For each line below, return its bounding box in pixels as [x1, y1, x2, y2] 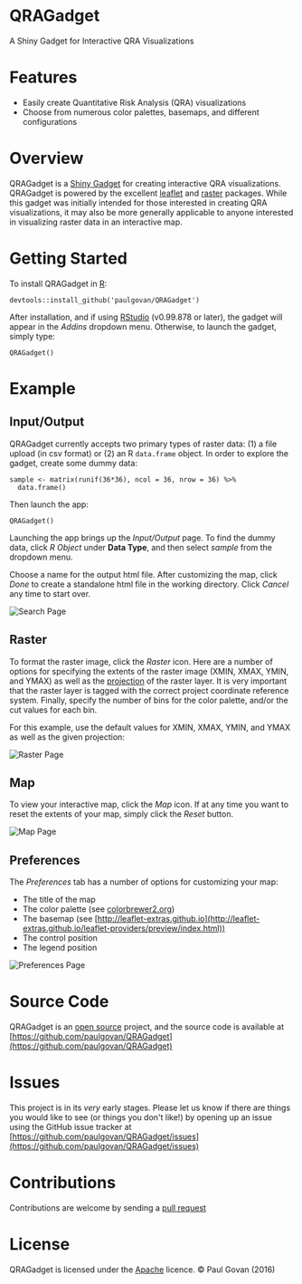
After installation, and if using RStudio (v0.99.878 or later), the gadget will [9, 311, 283, 322]
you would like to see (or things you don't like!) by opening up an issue [9, 1112, 273, 1123]
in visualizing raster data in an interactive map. [9, 216, 183, 227]
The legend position [22, 943, 98, 953]
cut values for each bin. [9, 704, 98, 715]
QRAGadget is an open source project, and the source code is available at [9, 1021, 285, 1032]
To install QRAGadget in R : [9, 278, 108, 289]
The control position [22, 933, 98, 944]
